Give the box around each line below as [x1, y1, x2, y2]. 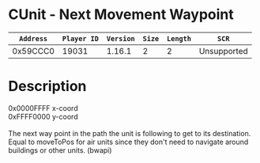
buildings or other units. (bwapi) [8, 145, 112, 155]
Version [106, 34, 136, 43]
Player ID [62, 34, 99, 43]
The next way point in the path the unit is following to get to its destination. [8, 128, 251, 138]
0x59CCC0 [12, 45, 55, 56]
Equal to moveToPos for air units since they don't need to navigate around [8, 137, 249, 146]
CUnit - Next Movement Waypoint [8, 6, 235, 24]
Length [167, 34, 192, 43]
